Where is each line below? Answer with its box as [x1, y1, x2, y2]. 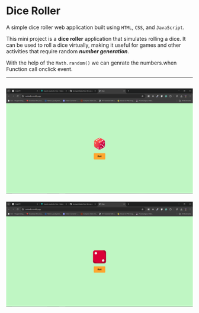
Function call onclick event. [6, 65, 73, 72]
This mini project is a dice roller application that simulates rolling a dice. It [6, 35, 186, 42]
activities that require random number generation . [6, 47, 129, 54]
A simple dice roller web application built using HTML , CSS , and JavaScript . [6, 24, 185, 31]
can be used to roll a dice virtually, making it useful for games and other [6, 41, 181, 49]
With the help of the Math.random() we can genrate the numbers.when [6, 59, 177, 66]
